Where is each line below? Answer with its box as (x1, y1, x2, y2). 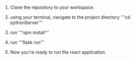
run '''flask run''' (10, 39, 45, 45)
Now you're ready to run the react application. (10, 49, 106, 55)
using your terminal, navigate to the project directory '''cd (10, 14, 130, 20)
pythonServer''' (10, 20, 43, 25)
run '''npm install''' (10, 29, 50, 35)
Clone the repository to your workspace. (10, 5, 95, 10)
